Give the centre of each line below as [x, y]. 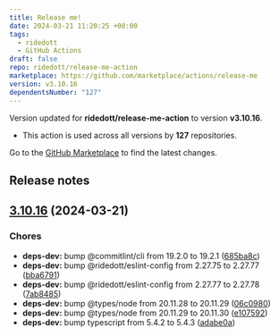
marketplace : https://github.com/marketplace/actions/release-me [133, 76]
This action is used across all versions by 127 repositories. [129, 135]
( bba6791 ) [41, 274]
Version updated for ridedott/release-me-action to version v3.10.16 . [136, 118]
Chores [25, 236]
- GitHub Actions [50, 51]
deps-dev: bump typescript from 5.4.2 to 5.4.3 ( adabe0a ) [128, 322]
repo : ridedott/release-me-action [74, 68]
